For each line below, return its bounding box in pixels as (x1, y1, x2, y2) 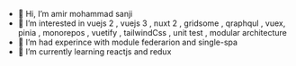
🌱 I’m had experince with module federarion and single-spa (17, 37, 238, 47)
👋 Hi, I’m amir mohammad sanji (17, 9, 133, 19)
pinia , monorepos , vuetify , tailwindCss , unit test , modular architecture (17, 28, 288, 37)
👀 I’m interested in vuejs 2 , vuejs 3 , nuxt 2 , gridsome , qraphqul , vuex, (17, 18, 286, 29)
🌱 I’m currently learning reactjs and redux (17, 46, 172, 57)
